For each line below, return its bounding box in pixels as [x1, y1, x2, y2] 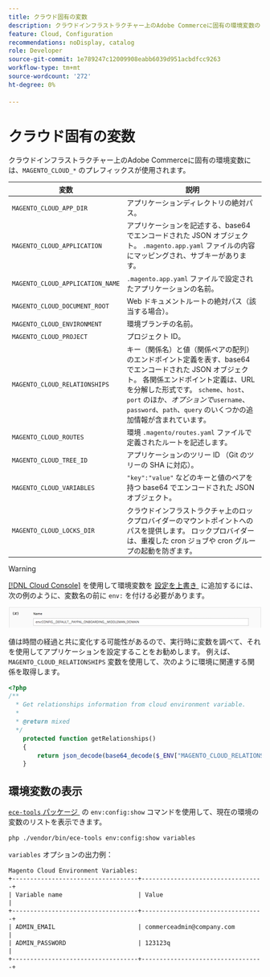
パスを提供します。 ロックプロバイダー [126, 525, 255, 535]
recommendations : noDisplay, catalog [8, 39, 135, 47]
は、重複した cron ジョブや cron [126, 535, 233, 546]
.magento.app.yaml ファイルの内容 [142, 241, 256, 251]
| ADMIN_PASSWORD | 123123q [8, 938, 171, 947]
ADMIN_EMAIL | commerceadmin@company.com [15, 922, 235, 931]
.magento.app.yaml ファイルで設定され [126, 273, 254, 283]
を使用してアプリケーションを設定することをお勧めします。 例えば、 [8, 647, 235, 656]
